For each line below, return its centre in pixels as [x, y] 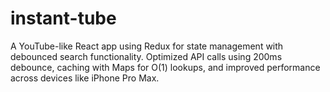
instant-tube [63, 18]
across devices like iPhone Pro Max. [85, 78]
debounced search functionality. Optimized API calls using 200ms [146, 56]
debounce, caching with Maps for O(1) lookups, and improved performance [165, 67]
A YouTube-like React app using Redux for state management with [147, 46]
